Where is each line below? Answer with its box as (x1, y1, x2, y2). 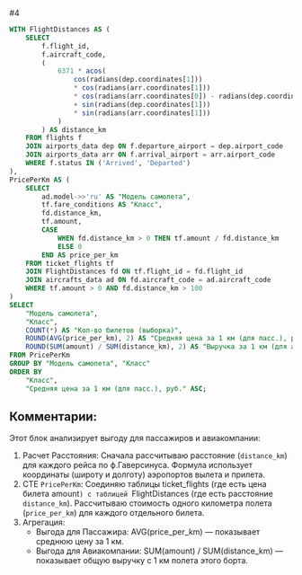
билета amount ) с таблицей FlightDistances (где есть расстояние (22, 489, 274, 500)
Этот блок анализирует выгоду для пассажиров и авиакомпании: (9, 433, 261, 444)
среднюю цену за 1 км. (35, 536, 124, 547)
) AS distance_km (41, 125, 106, 134)
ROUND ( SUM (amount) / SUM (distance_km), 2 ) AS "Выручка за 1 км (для (25, 342, 288, 351)
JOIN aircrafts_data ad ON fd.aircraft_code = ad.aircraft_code (25, 276, 271, 285)
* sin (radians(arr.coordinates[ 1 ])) (73, 108, 211, 118)
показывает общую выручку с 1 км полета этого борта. (35, 555, 249, 566)
